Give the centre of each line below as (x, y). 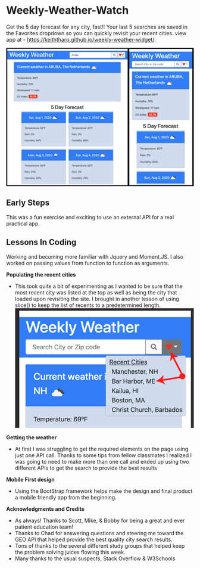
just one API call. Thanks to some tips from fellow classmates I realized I (103, 455)
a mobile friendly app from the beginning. (66, 498)
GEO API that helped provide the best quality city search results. (93, 539)
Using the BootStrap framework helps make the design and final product (104, 491)
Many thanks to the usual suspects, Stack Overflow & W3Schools (95, 558)
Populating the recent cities (41, 274)
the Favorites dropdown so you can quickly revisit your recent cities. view (96, 33)
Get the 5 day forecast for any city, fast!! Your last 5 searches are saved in (97, 27)
